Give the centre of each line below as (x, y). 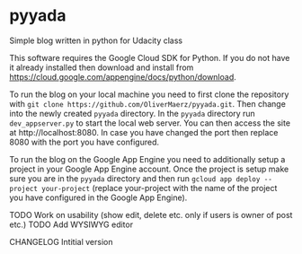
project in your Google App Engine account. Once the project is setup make (149, 169)
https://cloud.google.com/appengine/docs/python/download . (123, 76)
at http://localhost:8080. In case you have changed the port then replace (144, 132)
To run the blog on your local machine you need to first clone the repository (149, 94)
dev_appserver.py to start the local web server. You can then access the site (150, 123)
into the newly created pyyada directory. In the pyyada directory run (133, 113)
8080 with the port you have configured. (84, 142)
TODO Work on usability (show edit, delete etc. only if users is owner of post (151, 215)
